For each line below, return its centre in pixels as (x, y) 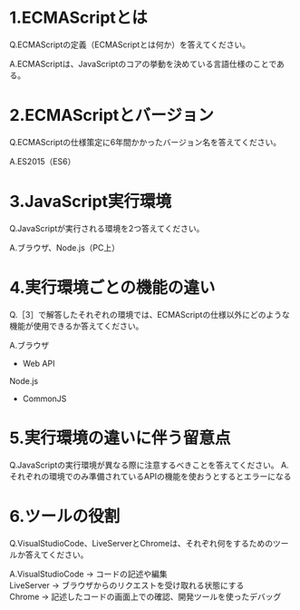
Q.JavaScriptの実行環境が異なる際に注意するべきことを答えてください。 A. (149, 465)
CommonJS (44, 398)
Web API (39, 363)
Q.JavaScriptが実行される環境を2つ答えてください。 (107, 228)
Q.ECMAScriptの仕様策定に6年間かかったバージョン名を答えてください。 (145, 142)
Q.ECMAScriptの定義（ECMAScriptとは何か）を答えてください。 (130, 44)
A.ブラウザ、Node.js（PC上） (65, 247)
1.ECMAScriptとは (78, 18)
